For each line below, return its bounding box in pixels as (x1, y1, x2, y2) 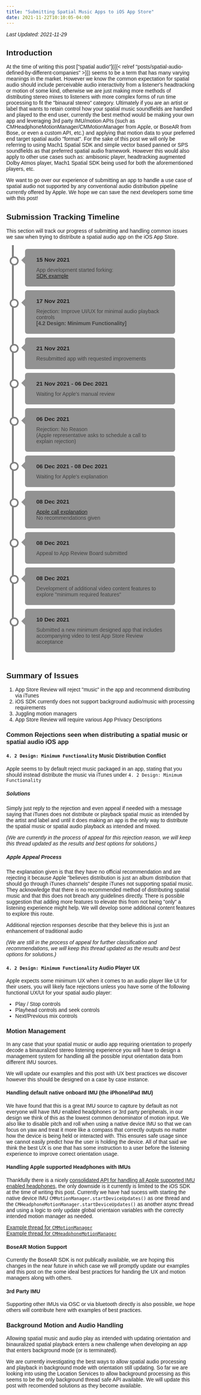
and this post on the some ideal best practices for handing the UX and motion (6, 1269, 186, 1275)
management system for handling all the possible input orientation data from (6, 1052, 183, 1060)
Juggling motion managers (14, 710, 77, 717)
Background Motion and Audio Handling (6, 1322, 124, 1329)
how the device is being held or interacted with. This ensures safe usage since (6, 1132, 188, 1139)
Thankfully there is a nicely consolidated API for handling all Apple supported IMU (6, 1176, 195, 1183)
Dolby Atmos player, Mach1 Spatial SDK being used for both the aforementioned (6, 160, 193, 166)
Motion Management (6, 1027, 66, 1035)
